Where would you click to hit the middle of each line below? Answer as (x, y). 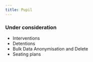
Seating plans (27, 54)
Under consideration (31, 27)
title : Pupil (19, 10)
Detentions (24, 43)
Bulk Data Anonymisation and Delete (50, 48)
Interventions (26, 38)
